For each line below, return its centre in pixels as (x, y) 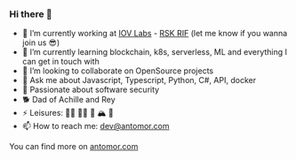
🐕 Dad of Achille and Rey (68, 100)
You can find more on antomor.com (74, 147)
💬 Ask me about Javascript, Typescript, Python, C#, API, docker (139, 80)
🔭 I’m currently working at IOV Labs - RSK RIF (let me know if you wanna (155, 34)
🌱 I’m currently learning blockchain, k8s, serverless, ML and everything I (154, 52)
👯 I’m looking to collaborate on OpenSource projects (118, 71)
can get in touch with (60, 62)
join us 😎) (41, 42)
